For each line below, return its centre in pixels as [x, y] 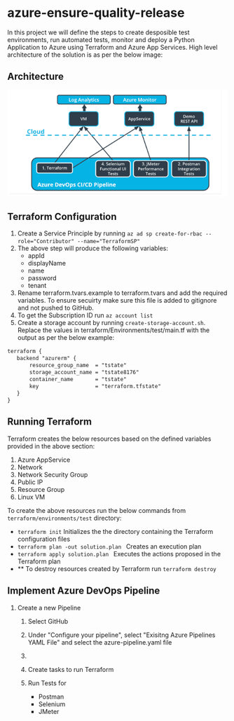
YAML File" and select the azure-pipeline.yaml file [100, 642]
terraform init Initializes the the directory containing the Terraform [115, 531]
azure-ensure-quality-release [96, 13]
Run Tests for [47, 683]
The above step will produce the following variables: [93, 248]
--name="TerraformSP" [108, 242]
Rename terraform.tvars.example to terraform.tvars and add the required [122, 293]
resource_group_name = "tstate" [78, 366]
